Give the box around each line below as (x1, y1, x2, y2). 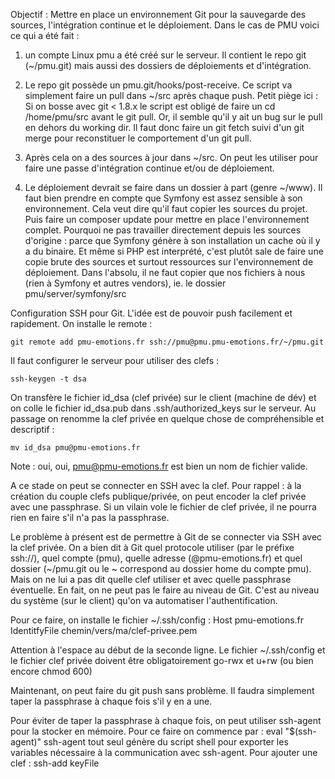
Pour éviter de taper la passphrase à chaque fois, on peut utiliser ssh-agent (10, 715, 322, 726)
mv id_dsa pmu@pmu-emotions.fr (10, 443, 141, 453)
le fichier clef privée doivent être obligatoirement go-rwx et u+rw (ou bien (10, 655, 314, 666)
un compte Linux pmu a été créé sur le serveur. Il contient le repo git (24, 49, 307, 61)
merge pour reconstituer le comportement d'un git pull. (24, 132, 252, 144)
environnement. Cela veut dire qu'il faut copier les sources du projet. (24, 203, 308, 214)
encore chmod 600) (10, 665, 93, 677)
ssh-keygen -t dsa (10, 374, 87, 384)
